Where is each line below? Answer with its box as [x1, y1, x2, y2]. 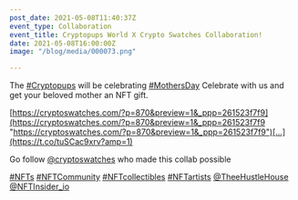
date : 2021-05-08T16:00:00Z [9, 38, 117, 48]
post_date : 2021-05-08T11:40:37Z [9, 13, 137, 23]
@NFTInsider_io [9, 181, 70, 192]
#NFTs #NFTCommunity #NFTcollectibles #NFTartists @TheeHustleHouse [9, 172, 289, 183]
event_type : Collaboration [9, 22, 112, 31]
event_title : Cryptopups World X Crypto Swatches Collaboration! [9, 30, 262, 39]
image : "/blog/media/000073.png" [9, 47, 137, 56]
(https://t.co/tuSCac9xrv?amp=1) [9, 136, 134, 147]
